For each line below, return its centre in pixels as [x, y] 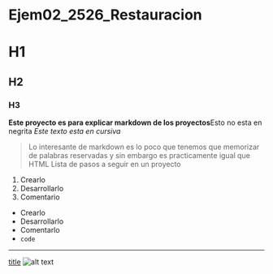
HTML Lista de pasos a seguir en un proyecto [104, 165]
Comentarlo [40, 230]
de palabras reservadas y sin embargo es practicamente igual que [139, 156]
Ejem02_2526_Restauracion [105, 15]
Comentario [40, 197]
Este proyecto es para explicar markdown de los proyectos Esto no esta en [135, 122]
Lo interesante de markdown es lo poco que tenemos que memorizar [144, 147]
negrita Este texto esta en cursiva [65, 131]
